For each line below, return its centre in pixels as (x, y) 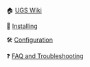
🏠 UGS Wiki (24, 10)
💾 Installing (22, 26)
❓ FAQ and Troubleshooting (45, 56)
